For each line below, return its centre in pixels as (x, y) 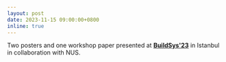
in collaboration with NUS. (44, 52)
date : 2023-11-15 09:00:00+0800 (53, 20)
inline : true (26, 26)
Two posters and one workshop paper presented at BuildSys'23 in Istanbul (113, 46)
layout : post (26, 13)
